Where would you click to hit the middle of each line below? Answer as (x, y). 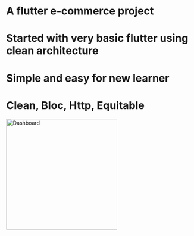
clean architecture (53, 51)
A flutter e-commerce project (80, 11)
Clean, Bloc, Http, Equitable (75, 105)
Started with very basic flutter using (97, 38)
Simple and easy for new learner (88, 78)
